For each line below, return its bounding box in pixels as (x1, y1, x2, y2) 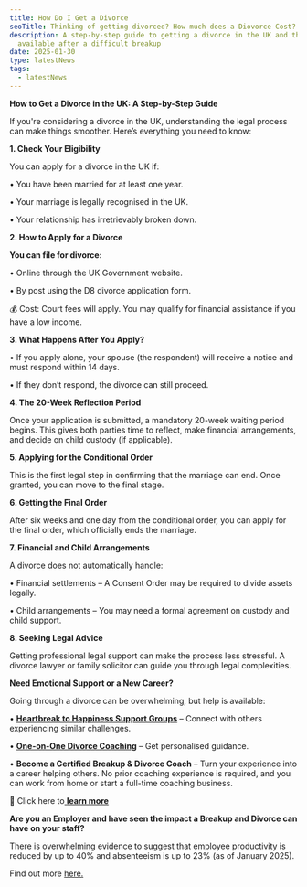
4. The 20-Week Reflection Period (9, 397, 142, 408)
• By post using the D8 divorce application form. (9, 284, 192, 295)
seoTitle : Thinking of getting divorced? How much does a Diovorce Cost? (9, 22, 297, 31)
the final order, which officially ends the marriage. (9, 524, 196, 535)
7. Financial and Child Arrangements (9, 541, 151, 553)
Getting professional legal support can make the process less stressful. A (9, 650, 285, 661)
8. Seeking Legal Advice (9, 632, 103, 643)
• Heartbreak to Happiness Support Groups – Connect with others (9, 712, 263, 723)
